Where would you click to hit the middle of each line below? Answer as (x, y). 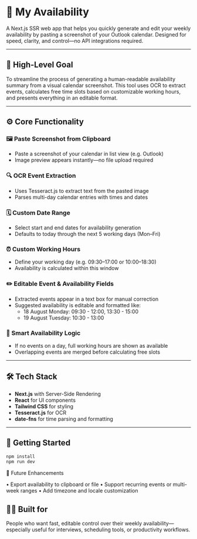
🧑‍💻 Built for (27, 509)
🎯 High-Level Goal (40, 65)
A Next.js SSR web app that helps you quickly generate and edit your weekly (98, 28)
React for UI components (45, 400)
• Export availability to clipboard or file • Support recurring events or (89, 484)
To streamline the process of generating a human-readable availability (91, 79)
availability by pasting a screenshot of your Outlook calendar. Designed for (96, 34)
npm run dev (21, 462)
